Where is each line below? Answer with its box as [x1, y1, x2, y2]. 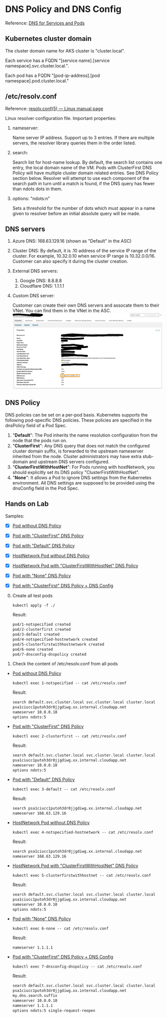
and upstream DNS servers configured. [29, 459, 110, 465]
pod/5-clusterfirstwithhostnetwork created [12, 642, 105, 647]
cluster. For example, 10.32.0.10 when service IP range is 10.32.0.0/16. [12, 253, 156, 259]
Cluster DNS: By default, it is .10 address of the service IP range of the [12, 248, 157, 254]
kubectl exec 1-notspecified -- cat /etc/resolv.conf [12, 680, 127, 685]
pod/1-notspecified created [12, 622, 71, 627]
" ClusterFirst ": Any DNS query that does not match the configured [12, 443, 150, 449]
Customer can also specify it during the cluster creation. [12, 258, 128, 264]
